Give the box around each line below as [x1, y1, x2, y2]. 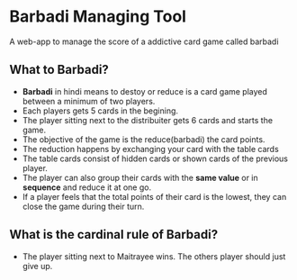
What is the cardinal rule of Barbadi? [9, 227, 219, 242]
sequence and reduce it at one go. [22, 182, 151, 193]
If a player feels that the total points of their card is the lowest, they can [22, 191, 287, 202]
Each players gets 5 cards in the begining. [22, 105, 178, 116]
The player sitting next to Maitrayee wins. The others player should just [22, 250, 286, 262]
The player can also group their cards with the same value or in [22, 172, 258, 183]
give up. [22, 260, 53, 271]
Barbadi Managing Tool [9, 6, 187, 27]
